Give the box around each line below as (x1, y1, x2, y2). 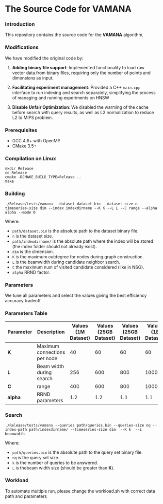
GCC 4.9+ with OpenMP (12, 138, 61, 144)
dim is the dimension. (12, 249, 54, 254)
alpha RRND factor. (12, 269, 50, 275)
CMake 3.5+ (12, 143, 37, 149)
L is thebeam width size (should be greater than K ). (12, 465, 115, 471)
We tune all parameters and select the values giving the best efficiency (5, 292, 147, 298)
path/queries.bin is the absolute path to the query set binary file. (12, 449, 143, 455)
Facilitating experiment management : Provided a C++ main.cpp (12, 84, 141, 90)
